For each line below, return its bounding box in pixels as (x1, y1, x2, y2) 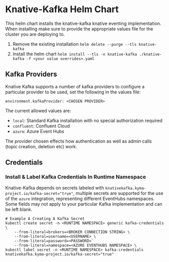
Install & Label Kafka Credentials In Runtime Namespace (5, 174, 146, 181)
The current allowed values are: (5, 108, 71, 114)
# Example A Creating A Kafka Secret (5, 216, 85, 221)
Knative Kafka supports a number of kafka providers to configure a (5, 83, 145, 89)
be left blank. (5, 207, 33, 213)
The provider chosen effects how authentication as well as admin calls (5, 138, 152, 144)
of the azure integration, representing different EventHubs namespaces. (5, 195, 155, 202)
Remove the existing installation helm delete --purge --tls (12, 41, 137, 47)
